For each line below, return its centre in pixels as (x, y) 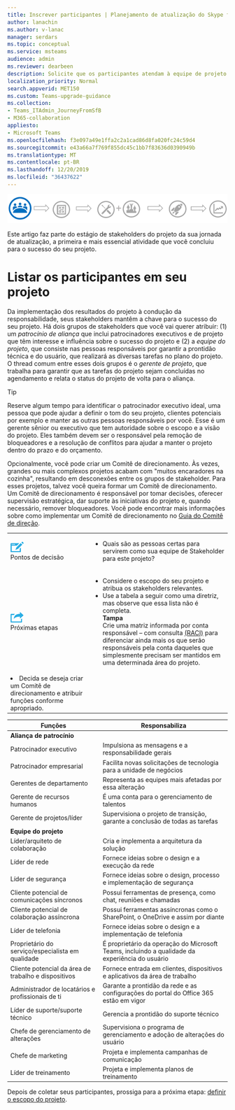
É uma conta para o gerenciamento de (157, 797)
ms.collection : (29, 104)
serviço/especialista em (44, 951)
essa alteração (124, 787)
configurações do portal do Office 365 (158, 992)
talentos (114, 804)
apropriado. (27, 708)
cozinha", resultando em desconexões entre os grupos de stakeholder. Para (116, 478)
